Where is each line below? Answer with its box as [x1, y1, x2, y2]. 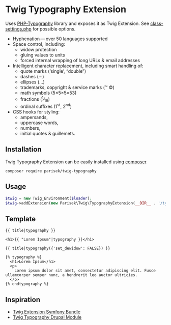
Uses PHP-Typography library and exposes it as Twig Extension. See [5, 20, 149, 26]
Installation [5, 145, 42, 154]
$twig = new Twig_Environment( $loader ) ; [5, 196, 93, 201]
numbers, [20, 125, 41, 131]
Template [5, 215, 36, 223]
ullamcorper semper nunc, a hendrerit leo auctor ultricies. [5, 273, 138, 278]
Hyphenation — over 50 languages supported [12, 36, 108, 42]
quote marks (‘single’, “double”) [20, 68, 87, 74]
